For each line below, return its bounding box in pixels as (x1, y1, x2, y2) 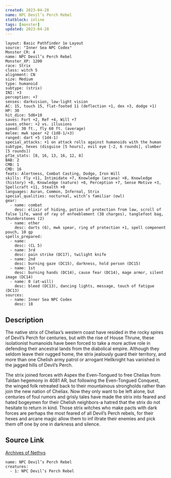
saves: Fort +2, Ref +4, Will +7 (5, 117, 77, 122)
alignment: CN (5, 72, 36, 78)
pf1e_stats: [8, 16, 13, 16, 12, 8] (5, 153, 83, 158)
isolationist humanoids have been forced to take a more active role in (5, 340, 151, 346)
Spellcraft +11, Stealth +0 (5, 185, 66, 190)
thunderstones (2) (5, 216, 45, 222)
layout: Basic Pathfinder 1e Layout (5, 41, 83, 46)
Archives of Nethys (5, 449, 46, 455)
